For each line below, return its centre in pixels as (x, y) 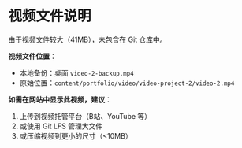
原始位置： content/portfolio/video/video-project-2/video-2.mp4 (127, 83)
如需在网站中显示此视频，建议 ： (60, 99)
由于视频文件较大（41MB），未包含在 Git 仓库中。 (87, 39)
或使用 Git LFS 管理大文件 (61, 126)
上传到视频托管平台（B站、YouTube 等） (86, 116)
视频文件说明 (50, 16)
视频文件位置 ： (32, 56)
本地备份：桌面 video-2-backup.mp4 (76, 72)
